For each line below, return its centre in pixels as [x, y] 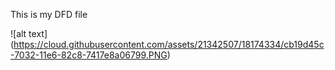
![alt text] [29, 33]
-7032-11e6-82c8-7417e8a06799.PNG [89, 55]
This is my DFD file [49, 14]
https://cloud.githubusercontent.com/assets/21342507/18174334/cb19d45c [169, 44]
